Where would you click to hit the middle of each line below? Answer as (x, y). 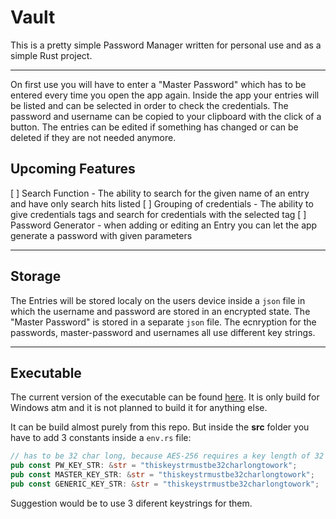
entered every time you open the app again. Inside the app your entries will (165, 95)
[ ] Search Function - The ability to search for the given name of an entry (160, 193)
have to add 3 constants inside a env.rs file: (101, 438)
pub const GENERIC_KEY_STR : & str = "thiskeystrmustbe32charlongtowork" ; (165, 484)
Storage (36, 276)
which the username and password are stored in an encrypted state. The (160, 311)
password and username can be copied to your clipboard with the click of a (166, 116)
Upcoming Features (73, 169)
